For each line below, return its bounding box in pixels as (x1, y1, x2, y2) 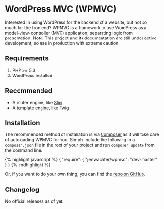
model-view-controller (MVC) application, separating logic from (5, 30, 133, 36)
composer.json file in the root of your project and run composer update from (5, 142, 155, 148)
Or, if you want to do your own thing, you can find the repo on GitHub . (5, 171, 145, 177)
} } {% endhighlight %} (5, 162, 51, 168)
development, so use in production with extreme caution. (5, 40, 120, 46)
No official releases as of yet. (5, 198, 64, 204)
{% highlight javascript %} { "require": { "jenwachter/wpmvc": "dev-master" (5, 157, 158, 163)
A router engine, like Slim (12, 99, 63, 105)
